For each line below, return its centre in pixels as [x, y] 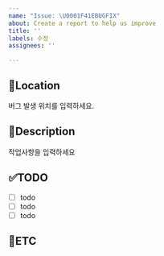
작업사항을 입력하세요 [42, 152]
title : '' [25, 31]
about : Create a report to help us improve [82, 23]
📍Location [34, 85]
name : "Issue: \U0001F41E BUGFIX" [64, 16]
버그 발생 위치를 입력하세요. [51, 105]
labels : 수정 [29, 38]
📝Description [42, 132]
